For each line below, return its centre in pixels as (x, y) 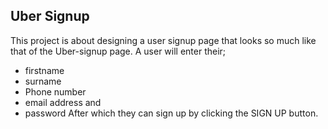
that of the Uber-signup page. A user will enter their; (118, 51)
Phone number (55, 91)
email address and (63, 102)
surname (43, 81)
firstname (44, 70)
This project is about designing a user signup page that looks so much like (163, 40)
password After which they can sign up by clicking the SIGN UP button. (171, 113)
